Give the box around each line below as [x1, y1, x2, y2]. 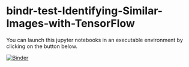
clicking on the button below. [6, 43, 78, 50]
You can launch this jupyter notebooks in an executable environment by [6, 36, 183, 43]
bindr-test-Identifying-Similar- [6, 4, 163, 18]
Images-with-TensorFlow [6, 17, 135, 30]
